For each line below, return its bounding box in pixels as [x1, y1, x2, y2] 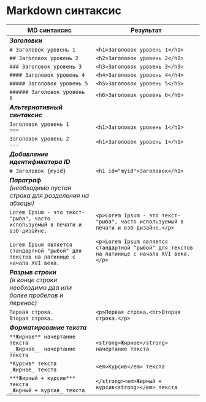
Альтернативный [9, 102, 63, 111]
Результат [131, 26, 162, 34]
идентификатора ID [9, 157, 71, 166]
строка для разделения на [9, 191, 90, 199]
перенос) [9, 298, 38, 307]
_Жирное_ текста [9, 366, 57, 373]
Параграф [9, 176, 42, 184]
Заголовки [9, 36, 43, 45]
